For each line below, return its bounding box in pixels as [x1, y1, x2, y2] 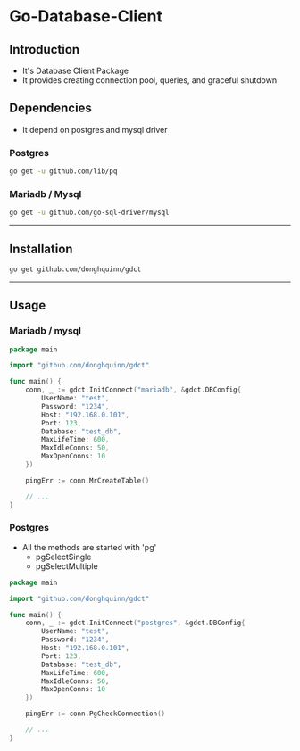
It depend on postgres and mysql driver [21, 124, 168, 135]
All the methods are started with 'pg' [21, 541, 157, 552]
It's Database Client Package [21, 65, 129, 76]
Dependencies [9, 101, 92, 116]
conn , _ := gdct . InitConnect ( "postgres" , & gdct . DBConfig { [25, 618, 246, 628]
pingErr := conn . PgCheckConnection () [25, 709, 166, 719]
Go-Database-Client [9, 6, 163, 27]
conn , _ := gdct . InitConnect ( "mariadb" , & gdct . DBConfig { [25, 385, 242, 394]
